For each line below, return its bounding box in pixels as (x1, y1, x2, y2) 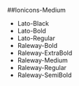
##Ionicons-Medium (7, 6, 66, 14)
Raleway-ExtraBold (17, 49, 73, 57)
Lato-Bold (17, 27, 47, 35)
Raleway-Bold (17, 42, 58, 49)
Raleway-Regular (17, 64, 67, 71)
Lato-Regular (17, 34, 56, 42)
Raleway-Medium (17, 56, 69, 64)
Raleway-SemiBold (17, 71, 72, 79)
